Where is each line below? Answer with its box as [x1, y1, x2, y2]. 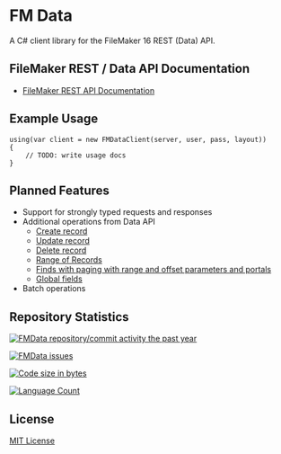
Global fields [35, 273, 83, 284]
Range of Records [35, 254, 103, 265]
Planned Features [9, 182, 110, 198]
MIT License [9, 435, 56, 446]
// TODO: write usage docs [25, 150, 127, 160]
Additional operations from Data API [22, 217, 155, 227]
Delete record [35, 245, 87, 256]
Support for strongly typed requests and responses [22, 207, 213, 218]
